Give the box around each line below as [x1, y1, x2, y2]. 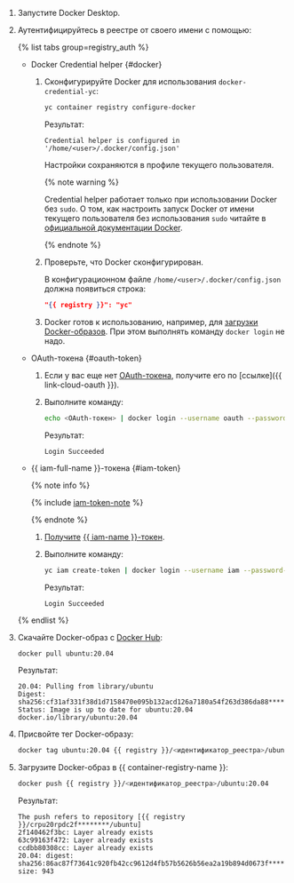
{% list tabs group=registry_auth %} [17, 42, 149, 52]
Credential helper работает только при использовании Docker [44, 194, 278, 204]
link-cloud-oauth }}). [44, 379, 120, 390]
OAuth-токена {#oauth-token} [30, 353, 142, 363]
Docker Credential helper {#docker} [30, 60, 163, 69]
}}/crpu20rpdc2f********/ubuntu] [17, 821, 142, 830]
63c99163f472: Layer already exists [17, 836, 154, 845]
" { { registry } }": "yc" [44, 300, 132, 309]
